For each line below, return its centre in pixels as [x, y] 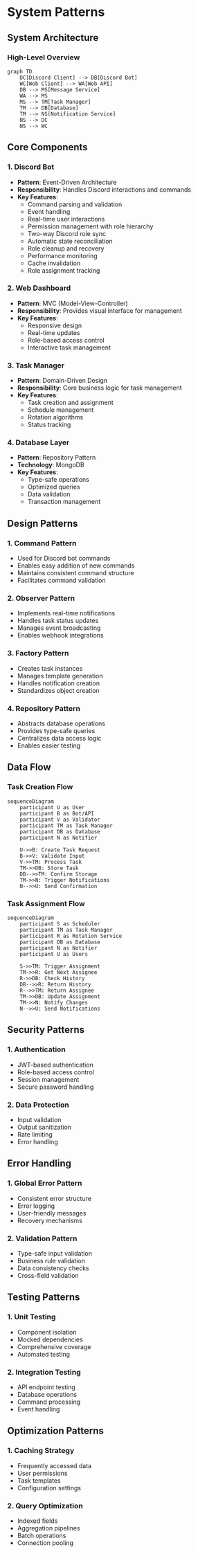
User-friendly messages [52, 1213]
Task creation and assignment [71, 403]
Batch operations [42, 1535]
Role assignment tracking [64, 270]
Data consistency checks [53, 1268]
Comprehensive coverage [54, 1346]
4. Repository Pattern [44, 708]
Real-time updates [54, 332]
